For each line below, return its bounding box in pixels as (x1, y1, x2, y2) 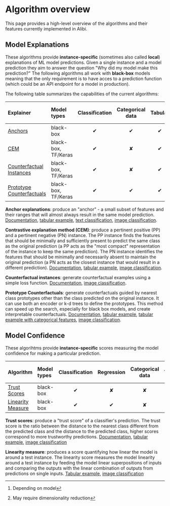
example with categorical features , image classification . (5, 316, 121, 323)
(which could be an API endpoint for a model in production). (5, 81, 130, 87)
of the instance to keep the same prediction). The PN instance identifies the (5, 248, 163, 254)
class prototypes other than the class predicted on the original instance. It (5, 295, 159, 301)
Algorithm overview (5, 4, 91, 15)
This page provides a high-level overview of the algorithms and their (5, 20, 148, 26)
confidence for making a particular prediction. (5, 350, 101, 356)
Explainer (8, 109, 31, 116)
